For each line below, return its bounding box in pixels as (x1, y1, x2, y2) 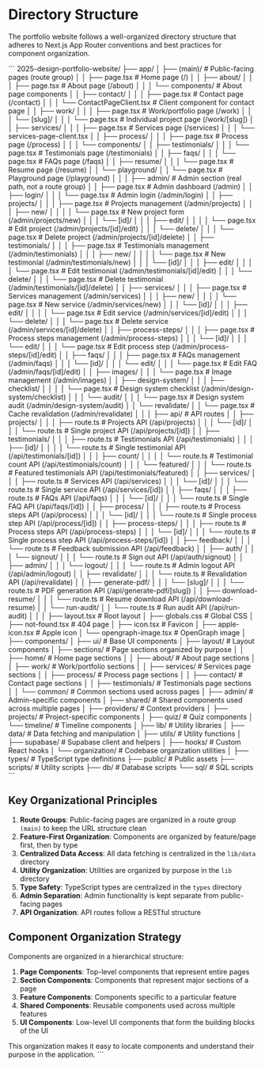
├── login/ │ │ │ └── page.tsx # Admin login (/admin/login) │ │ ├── (8, 190, 233, 200)
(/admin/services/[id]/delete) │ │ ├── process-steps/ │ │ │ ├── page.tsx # (8, 325, 256, 334)
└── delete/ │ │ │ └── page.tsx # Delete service (8, 316, 168, 326)
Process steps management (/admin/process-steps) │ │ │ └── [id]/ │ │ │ (8, 333, 248, 342)
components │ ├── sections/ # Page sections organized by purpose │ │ (8, 644, 244, 654)
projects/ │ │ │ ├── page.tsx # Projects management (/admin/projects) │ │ (8, 198, 254, 208)
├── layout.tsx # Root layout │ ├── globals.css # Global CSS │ (47, 611, 255, 620)
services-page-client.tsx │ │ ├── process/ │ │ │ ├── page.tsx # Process (8, 131, 248, 140)
